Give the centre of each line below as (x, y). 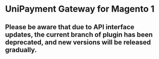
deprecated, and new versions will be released (78, 42)
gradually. (21, 50)
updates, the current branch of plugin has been (79, 34)
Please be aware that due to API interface (70, 27)
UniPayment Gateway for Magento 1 (80, 9)
